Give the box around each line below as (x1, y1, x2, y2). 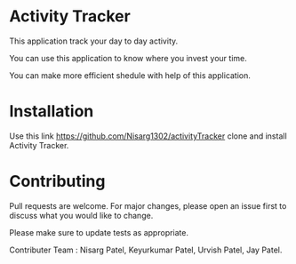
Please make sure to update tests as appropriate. (9, 227, 189, 237)
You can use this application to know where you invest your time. (9, 52, 247, 63)
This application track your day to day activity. (9, 36, 179, 46)
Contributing (9, 172, 106, 192)
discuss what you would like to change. (9, 210, 154, 220)
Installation (9, 101, 94, 122)
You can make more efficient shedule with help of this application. (9, 69, 252, 81)
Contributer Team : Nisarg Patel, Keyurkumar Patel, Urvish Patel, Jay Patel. (9, 244, 283, 255)
